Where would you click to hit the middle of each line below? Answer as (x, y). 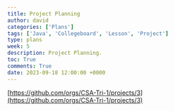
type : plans (25, 40)
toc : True (22, 60)
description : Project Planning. (55, 53)
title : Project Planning (44, 14)
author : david (28, 20)
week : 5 (19, 46)
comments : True (30, 66)
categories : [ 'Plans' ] (41, 27)
